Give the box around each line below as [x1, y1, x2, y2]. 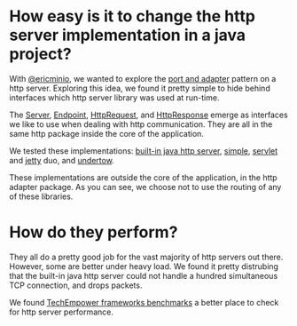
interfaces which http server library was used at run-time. [9, 91, 220, 103]
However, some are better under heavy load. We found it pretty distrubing [9, 260, 279, 272]
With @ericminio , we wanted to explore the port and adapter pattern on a [9, 73, 277, 83]
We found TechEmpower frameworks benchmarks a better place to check [9, 297, 279, 307]
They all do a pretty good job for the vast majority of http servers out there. [9, 251, 284, 262]
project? [9, 44, 73, 64]
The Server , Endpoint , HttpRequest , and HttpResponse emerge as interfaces [9, 109, 288, 120]
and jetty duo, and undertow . [9, 155, 115, 165]
